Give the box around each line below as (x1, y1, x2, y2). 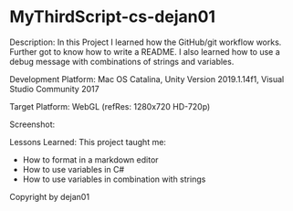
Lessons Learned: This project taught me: (9, 136, 167, 147)
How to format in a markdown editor (22, 153, 159, 165)
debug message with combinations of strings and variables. (9, 56, 235, 67)
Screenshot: (9, 119, 56, 130)
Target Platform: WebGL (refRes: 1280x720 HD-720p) (9, 100, 211, 111)
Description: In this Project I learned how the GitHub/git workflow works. (9, 37, 282, 47)
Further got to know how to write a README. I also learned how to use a (9, 46, 280, 57)
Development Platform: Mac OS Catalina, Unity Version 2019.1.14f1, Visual (9, 73, 285, 84)
